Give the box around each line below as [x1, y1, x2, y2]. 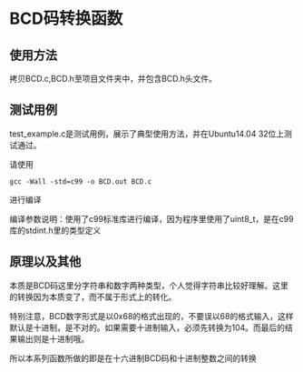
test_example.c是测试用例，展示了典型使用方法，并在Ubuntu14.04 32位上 [9, 128, 285, 139]
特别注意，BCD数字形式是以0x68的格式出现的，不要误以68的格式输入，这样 [9, 310, 294, 321]
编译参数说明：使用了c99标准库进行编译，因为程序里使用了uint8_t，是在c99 [9, 213, 294, 224]
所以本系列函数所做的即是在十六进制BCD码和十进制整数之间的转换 [9, 352, 257, 364]
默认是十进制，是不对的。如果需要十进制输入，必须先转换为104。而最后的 [9, 322, 286, 333]
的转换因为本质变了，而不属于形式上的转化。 [9, 291, 177, 302]
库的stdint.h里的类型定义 [9, 225, 102, 236]
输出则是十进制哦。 [16, 333, 89, 344]
